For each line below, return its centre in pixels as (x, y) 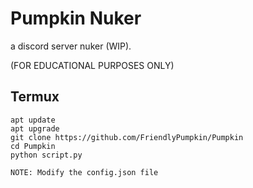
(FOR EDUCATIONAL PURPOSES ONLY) (92, 65)
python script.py (46, 155)
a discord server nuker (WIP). (71, 46)
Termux (35, 97)
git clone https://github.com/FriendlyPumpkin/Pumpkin (127, 137)
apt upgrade (35, 128)
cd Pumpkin (33, 146)
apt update (33, 120)
